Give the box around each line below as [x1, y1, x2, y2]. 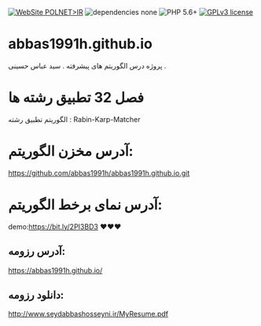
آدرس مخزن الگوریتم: [8, 143, 134, 161]
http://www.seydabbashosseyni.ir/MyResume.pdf [8, 309, 169, 319]
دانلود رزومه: [8, 288, 64, 302]
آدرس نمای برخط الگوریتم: [8, 196, 163, 213]
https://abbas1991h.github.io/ [8, 265, 103, 275]
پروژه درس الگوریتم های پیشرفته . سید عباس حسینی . [8, 61, 167, 70]
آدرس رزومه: [8, 245, 65, 258]
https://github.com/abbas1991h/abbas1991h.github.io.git [8, 168, 190, 177]
